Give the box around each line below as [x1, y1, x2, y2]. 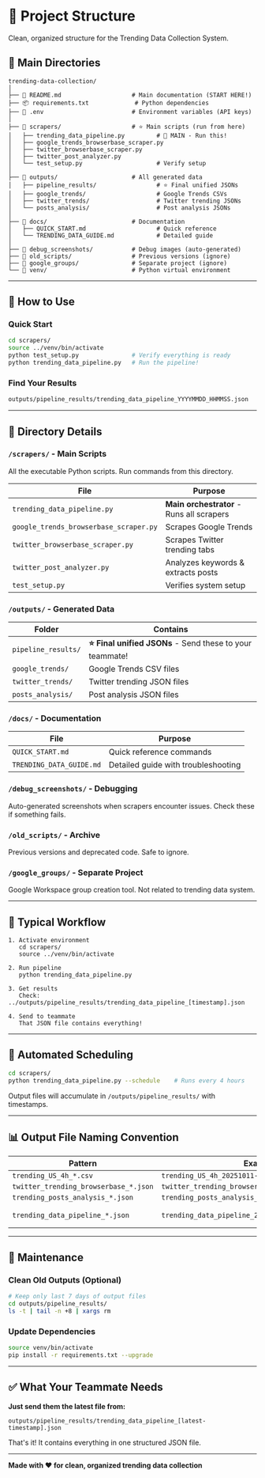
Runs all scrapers [165, 508, 230, 519]
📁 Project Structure [8, 7, 136, 25]
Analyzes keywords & [165, 557, 245, 568]
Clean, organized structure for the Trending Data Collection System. [8, 33, 229, 43]
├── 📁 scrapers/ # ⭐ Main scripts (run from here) [8, 123, 246, 131]
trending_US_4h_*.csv [12, 1171, 93, 1181]
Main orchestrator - [165, 498, 242, 510]
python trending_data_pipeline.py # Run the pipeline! [8, 359, 200, 367]
